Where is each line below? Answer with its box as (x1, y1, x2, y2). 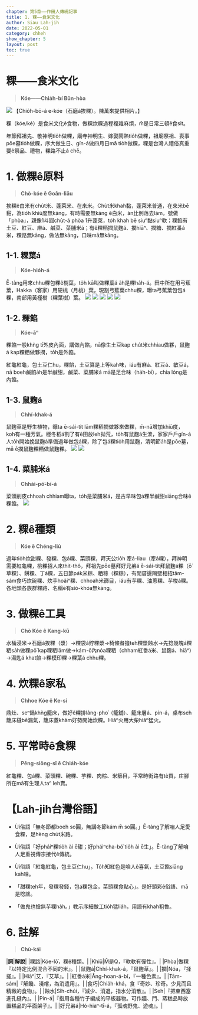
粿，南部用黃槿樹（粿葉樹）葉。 (6, 294, 84, 301)
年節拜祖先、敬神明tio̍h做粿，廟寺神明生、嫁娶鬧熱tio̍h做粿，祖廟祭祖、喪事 (6, 132, 190, 139)
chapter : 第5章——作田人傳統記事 (6, 8, 78, 15)
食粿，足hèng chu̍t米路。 (14, 830, 76, 837)
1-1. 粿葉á (6, 250, 41, 260)
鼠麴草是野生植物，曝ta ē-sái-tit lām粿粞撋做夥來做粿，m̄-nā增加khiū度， (6, 423, 184, 430)
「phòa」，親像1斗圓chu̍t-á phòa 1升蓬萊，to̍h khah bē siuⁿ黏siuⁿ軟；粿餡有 (6, 217, 188, 224)
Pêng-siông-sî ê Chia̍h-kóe (20, 759, 89, 766)
